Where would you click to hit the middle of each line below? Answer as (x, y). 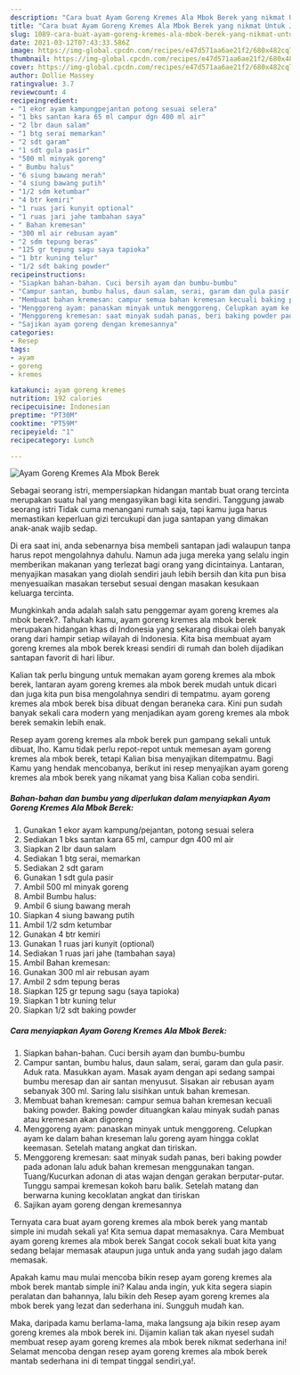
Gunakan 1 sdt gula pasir (68, 878)
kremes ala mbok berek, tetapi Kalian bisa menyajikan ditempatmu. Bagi (142, 758)
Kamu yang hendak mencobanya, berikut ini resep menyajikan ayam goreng (149, 768)
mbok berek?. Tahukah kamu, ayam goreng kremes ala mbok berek (134, 620)
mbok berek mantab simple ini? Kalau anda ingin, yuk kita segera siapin (141, 1287)
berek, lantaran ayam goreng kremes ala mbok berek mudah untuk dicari (143, 684)
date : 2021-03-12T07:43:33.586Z (70, 42)
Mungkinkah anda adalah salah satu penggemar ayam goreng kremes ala (144, 610)
